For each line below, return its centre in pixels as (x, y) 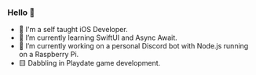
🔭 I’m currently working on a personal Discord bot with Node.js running (133, 46)
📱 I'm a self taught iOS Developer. (73, 30)
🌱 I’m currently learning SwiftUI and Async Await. (98, 37)
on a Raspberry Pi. (49, 55)
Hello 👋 (21, 12)
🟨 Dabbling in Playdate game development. (90, 63)
